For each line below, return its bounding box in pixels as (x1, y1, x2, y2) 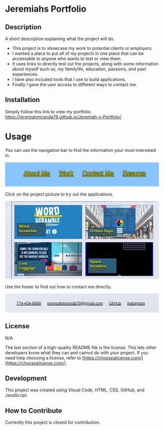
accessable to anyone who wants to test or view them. (12, 56, 122, 62)
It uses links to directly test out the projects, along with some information (12, 61, 159, 66)
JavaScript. (5, 392, 28, 398)
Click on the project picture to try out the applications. (5, 192, 114, 197)
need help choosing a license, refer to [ (5, 355, 84, 361)
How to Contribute (5, 407, 62, 415)
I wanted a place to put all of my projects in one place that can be (12, 50, 144, 56)
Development (5, 374, 47, 383)
